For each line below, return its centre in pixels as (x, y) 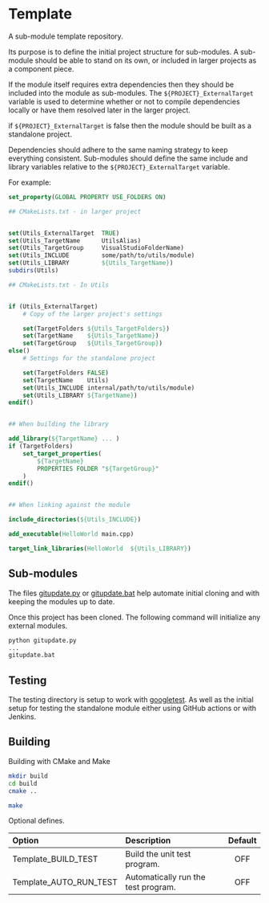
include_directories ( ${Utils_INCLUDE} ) (75, 520)
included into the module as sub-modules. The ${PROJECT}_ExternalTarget (131, 92)
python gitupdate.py (43, 640)
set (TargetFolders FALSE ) (66, 373)
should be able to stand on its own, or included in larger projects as (146, 60)
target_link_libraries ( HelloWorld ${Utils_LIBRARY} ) (100, 548)
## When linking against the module (69, 505)
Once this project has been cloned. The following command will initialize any (134, 617)
